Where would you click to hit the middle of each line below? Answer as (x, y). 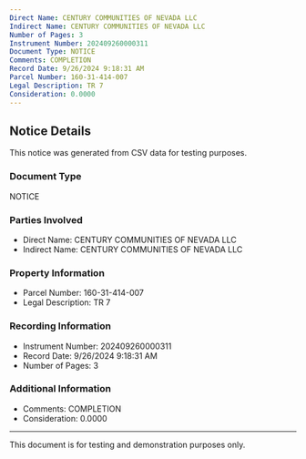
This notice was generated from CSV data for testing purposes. (128, 153)
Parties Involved (46, 219)
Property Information (57, 272)
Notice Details (50, 131)
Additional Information (61, 389)
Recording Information (61, 326)
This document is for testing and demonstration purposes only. (127, 444)
